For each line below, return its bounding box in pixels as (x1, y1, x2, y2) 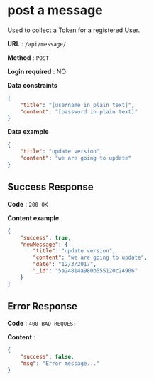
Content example (7, 213, 60, 222)
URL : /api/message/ (7, 39, 67, 48)
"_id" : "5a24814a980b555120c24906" (33, 267, 138, 274)
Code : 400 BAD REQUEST (7, 319, 77, 328)
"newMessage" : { (20, 241, 69, 248)
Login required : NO (7, 67, 66, 76)
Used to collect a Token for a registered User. (7, 26, 141, 34)
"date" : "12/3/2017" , (33, 261, 97, 268)
